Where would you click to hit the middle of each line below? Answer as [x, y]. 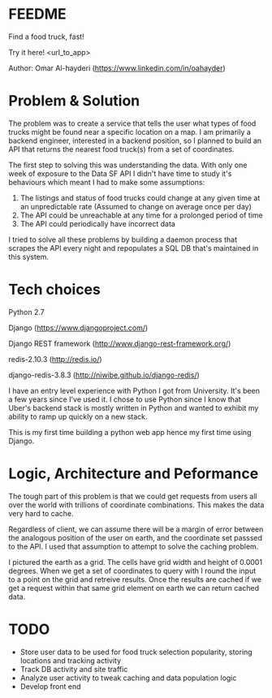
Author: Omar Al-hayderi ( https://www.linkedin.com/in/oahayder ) [117, 68]
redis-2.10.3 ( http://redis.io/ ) [56, 359]
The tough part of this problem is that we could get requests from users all [133, 496]
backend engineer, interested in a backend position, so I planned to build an [135, 140]
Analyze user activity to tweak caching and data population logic [128, 678]
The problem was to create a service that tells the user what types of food [132, 123]
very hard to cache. [41, 513]
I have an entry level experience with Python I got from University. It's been [134, 390]
